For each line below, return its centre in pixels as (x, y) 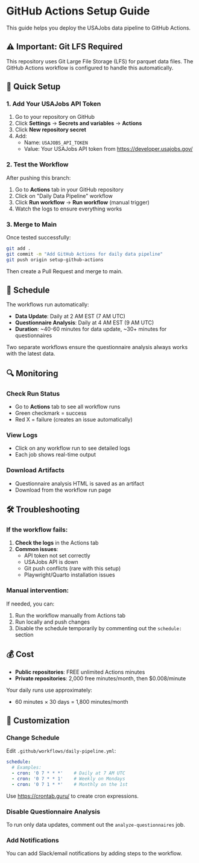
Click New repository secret (50, 130)
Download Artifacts (35, 470)
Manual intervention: (38, 590)
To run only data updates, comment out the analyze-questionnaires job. (96, 824)
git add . (19, 248)
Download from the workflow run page (63, 490)
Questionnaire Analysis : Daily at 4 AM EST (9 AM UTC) (84, 323)
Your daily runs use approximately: (49, 690)
